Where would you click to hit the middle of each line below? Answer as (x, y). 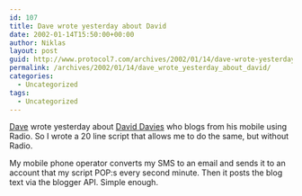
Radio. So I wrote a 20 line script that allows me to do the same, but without (149, 137)
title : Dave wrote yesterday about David (88, 26)
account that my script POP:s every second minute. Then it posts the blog (146, 173)
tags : (19, 93)
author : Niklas (38, 43)
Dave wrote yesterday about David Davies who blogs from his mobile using (148, 127)
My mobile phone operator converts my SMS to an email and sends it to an (147, 164)
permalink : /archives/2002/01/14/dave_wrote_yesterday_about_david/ (140, 68)
